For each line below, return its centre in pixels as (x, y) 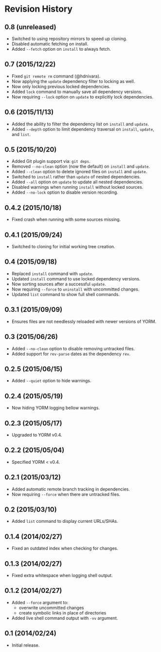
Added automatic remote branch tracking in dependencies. (71, 489)
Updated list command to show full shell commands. (66, 294)
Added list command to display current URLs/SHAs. (65, 521)
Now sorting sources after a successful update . (59, 284)
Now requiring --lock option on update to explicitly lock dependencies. (82, 97)
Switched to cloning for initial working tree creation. (63, 247)
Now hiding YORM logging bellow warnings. (56, 408)
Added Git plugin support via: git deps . (51, 161)
